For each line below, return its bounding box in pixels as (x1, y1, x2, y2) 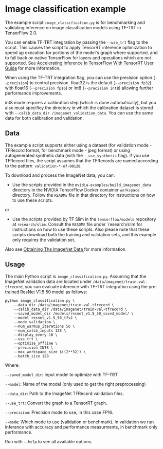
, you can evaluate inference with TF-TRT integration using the (22, 283, 148, 289)
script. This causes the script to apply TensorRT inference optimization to (5, 44, 152, 50)
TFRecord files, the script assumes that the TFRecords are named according (5, 157, 158, 164)
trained (5, 289, 19, 295)
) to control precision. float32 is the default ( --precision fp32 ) (26, 79, 152, 86)
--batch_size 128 (14, 354, 49, 358)
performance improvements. (5, 90, 62, 96)
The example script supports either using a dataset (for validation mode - (5, 142, 152, 148)
